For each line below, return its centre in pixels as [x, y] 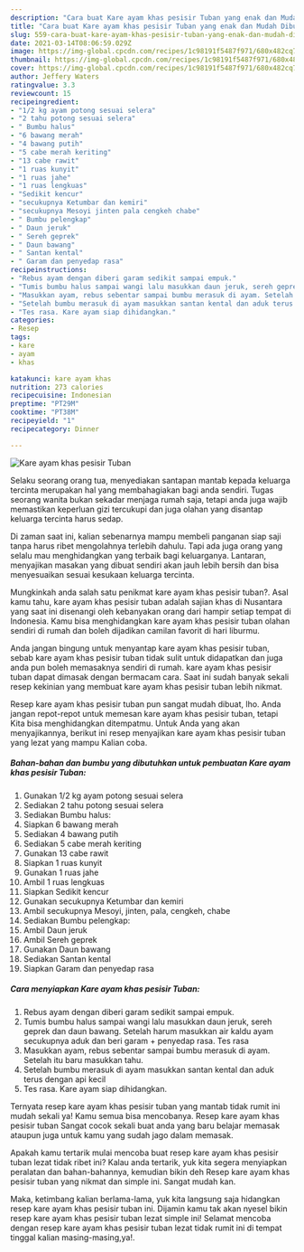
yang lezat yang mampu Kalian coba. [79, 742]
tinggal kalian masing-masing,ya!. [73, 1237]
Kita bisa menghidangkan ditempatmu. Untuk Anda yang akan [125, 723]
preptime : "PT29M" [45, 404]
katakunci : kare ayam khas [61, 379]
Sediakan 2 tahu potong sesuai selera [93, 805]
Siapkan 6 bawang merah [71, 824]
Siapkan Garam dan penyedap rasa [88, 968]
